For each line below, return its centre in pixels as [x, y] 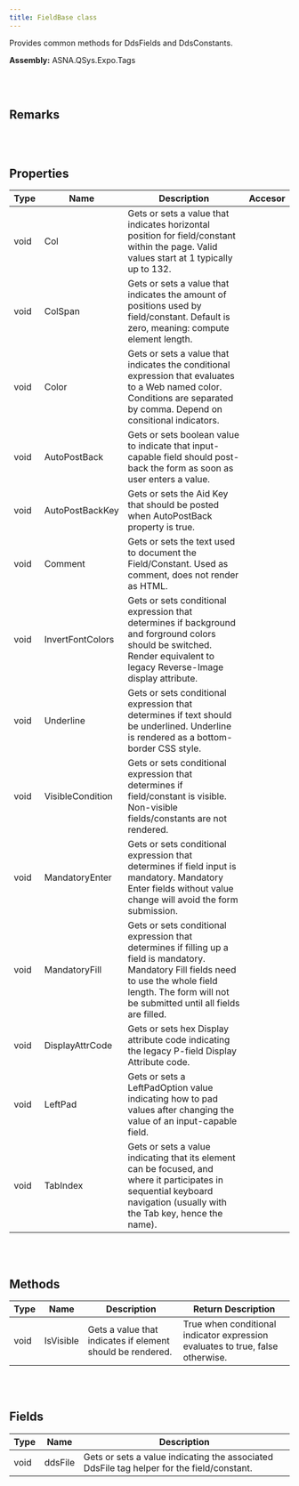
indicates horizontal [169, 225]
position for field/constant [182, 236]
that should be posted [174, 505]
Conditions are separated [181, 399]
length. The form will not [178, 992]
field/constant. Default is [179, 317]
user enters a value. [169, 480]
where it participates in [176, 1180]
